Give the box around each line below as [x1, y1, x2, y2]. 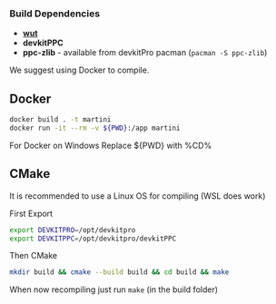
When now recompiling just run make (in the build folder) [9, 284, 219, 295]
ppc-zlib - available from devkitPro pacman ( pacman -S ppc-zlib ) [22, 47, 268, 58]
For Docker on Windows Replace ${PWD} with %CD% [9, 140, 212, 151]
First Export [9, 208, 53, 219]
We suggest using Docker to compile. [9, 64, 150, 75]
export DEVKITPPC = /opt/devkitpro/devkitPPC [9, 234, 177, 243]
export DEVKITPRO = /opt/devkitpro [9, 225, 136, 234]
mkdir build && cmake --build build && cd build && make [9, 268, 230, 277]
